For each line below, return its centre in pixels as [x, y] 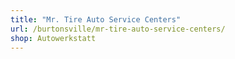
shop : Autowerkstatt [53, 38]
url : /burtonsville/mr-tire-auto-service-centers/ [118, 29]
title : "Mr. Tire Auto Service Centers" [96, 19]
